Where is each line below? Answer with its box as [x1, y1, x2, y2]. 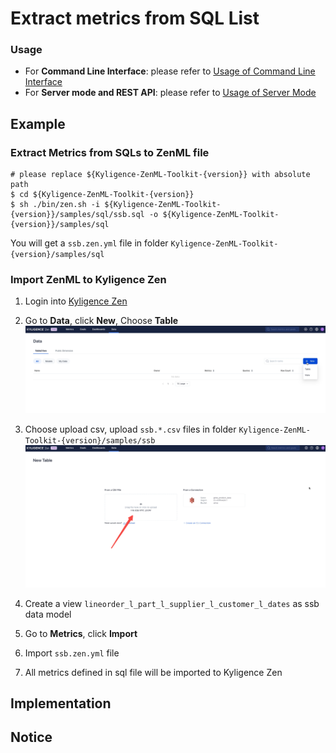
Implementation [10, 695, 112, 712]
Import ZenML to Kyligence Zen [10, 273, 167, 287]
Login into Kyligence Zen [24, 295, 128, 307]
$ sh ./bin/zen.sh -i [10, 200, 101, 210]
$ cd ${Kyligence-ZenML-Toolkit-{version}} [10, 190, 195, 200]
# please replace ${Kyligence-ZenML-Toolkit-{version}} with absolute [10, 170, 311, 180]
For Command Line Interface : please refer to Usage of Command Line [24, 65, 316, 77]
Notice [10, 729, 53, 746]
